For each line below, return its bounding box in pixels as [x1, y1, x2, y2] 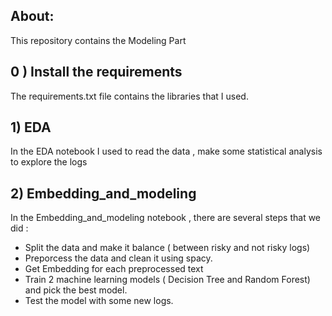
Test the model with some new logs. [24, 295, 174, 307]
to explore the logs [10, 156, 88, 168]
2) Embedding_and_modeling [10, 185, 197, 202]
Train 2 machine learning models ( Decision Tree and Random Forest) [24, 274, 311, 286]
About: [10, 8, 55, 25]
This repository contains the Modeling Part [10, 34, 187, 46]
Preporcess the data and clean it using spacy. [24, 252, 213, 264]
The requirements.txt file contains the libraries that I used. [10, 90, 249, 102]
